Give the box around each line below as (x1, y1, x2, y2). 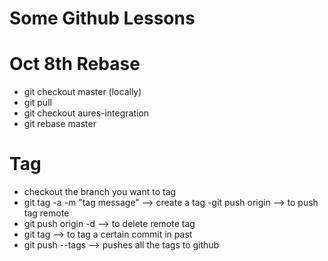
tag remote (23, 207, 70, 219)
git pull (23, 97, 52, 109)
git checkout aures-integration (23, 107, 150, 119)
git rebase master (23, 118, 97, 130)
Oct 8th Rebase (9, 53, 141, 76)
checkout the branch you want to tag (23, 186, 177, 198)
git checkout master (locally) (23, 86, 142, 98)
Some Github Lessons (9, 7, 196, 30)
